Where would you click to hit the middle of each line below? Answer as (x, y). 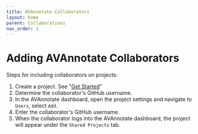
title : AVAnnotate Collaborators (48, 12)
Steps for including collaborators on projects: (62, 75)
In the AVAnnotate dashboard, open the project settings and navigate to (103, 99)
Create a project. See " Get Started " (58, 87)
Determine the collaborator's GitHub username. (73, 93)
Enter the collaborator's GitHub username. (67, 112)
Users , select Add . (36, 106)
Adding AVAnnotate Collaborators (93, 58)
